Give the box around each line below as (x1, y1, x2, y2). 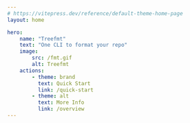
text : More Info (37, 99, 85, 107)
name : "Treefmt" (19, 35, 67, 42)
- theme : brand (32, 74, 76, 80)
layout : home (7, 16, 45, 23)
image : (19, 48, 39, 55)
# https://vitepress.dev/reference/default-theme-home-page (7, 10, 184, 17)
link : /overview (37, 106, 85, 113)
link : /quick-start (37, 87, 94, 93)
